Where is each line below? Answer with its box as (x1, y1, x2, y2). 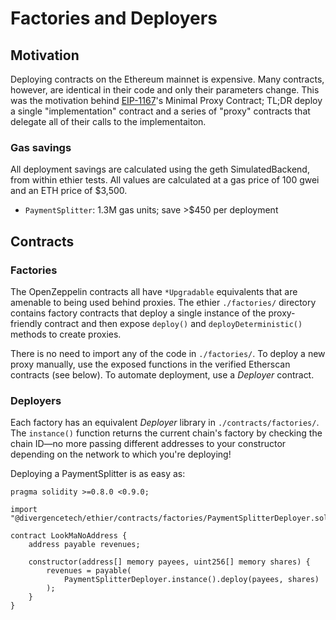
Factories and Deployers (10, 7, 218, 30)
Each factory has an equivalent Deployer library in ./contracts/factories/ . (10, 417, 320, 429)
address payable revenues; (28, 540, 141, 550)
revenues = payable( (46, 566, 132, 576)
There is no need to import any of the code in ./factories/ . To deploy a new (10, 347, 326, 359)
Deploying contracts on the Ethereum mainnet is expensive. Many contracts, (10, 73, 325, 85)
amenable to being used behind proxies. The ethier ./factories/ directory (10, 296, 317, 308)
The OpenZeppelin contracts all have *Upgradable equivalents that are (10, 285, 298, 297)
